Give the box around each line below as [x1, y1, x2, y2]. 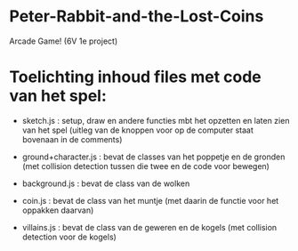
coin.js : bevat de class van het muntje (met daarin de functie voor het [21, 195, 279, 206]
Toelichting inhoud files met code [9, 67, 262, 87]
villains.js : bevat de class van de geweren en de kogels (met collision [21, 222, 278, 232]
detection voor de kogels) [21, 231, 117, 242]
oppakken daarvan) [21, 205, 94, 215]
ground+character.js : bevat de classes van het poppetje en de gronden [21, 151, 286, 162]
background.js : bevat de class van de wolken [21, 178, 190, 189]
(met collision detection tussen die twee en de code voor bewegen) [21, 160, 270, 171]
